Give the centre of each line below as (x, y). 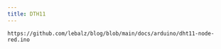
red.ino (19, 40)
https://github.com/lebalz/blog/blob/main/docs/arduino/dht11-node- (111, 33)
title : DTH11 (27, 14)
